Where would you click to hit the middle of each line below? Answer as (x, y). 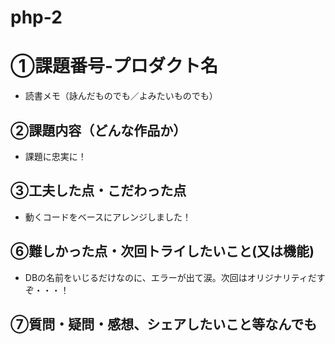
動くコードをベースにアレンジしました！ (108, 217)
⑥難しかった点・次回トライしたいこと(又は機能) (162, 251)
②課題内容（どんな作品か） (98, 130)
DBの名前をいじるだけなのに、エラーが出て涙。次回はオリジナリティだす (175, 277)
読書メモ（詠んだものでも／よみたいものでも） (121, 96)
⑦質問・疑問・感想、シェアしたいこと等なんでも (164, 324)
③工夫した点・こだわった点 (98, 191)
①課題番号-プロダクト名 (114, 66)
